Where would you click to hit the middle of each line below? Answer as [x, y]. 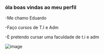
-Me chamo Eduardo [26, 18]
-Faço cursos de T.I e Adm [32, 27]
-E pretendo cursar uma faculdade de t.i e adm [52, 37]
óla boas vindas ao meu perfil [41, 7]
